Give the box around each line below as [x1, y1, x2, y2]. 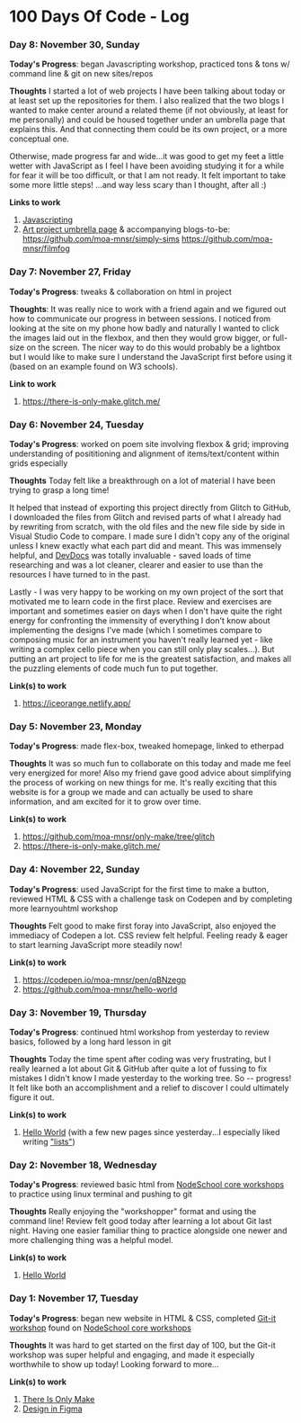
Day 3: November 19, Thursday [9, 1006, 147, 1018]
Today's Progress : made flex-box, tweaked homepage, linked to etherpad [9, 740, 285, 752]
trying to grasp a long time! [9, 485, 110, 496]
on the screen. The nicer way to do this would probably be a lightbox [26, 342, 281, 353]
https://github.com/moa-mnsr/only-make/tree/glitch [22, 831, 216, 842]
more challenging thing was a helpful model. [9, 1235, 173, 1246]
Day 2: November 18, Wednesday [9, 1159, 157, 1171]
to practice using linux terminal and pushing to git [9, 1189, 193, 1200]
